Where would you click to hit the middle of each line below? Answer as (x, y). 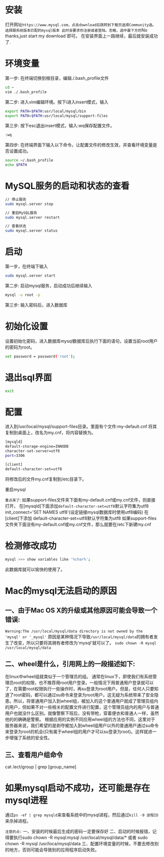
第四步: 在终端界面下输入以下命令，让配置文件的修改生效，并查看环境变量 (79, 145)
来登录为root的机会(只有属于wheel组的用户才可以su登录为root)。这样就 (77, 732)
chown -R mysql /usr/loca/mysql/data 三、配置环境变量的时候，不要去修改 (80, 844)
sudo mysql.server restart (32, 217)
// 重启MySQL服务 (21, 213)
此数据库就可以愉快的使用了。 (35, 569)
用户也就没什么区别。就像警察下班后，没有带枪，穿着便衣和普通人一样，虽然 (82, 714)
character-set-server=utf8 (32, 451)
